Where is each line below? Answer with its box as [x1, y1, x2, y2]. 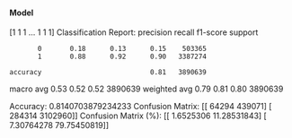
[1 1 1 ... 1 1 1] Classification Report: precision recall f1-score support [9, 27, 259, 38]
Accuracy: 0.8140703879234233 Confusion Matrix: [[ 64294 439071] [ [9, 101, 272, 112]
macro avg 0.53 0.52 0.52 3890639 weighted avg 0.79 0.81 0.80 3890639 [9, 83, 284, 94]
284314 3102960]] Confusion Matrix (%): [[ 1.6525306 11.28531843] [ [9, 110, 267, 121]
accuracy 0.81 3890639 [9, 68, 207, 77]
